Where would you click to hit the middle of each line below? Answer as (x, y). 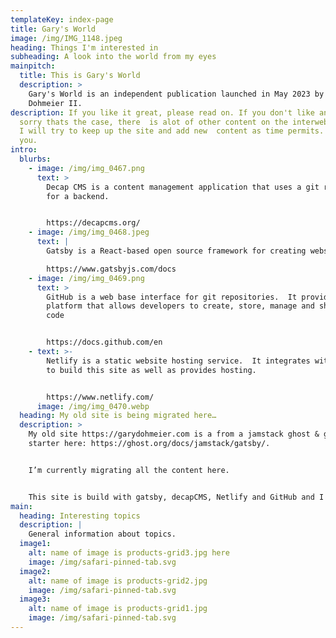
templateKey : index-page (62, 19)
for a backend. (78, 196)
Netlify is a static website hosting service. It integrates (178, 361)
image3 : (35, 599)
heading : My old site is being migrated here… (118, 416)
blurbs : (35, 159)
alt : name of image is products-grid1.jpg (118, 609)
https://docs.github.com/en (104, 342)
